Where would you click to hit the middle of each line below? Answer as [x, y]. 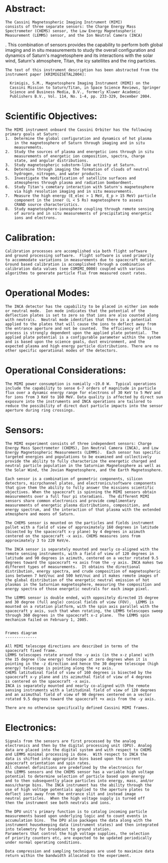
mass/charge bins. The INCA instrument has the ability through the [78, 785]
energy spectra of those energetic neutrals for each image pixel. [77, 589]
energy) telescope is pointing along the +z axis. [59, 668]
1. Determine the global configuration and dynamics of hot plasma [78, 138]
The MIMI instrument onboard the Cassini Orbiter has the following [78, 130]
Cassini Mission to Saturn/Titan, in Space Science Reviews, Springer [85, 88]
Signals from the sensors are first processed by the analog [71, 741]
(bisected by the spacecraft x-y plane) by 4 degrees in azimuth [75, 531]
